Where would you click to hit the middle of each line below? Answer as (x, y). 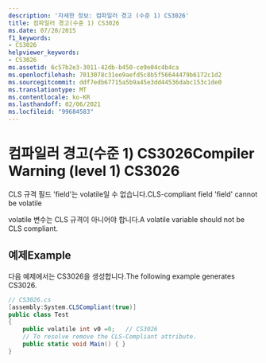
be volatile (25, 203)
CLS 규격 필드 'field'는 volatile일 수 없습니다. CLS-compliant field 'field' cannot (133, 194)
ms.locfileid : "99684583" (51, 112)
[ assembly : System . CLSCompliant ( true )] (72, 307)
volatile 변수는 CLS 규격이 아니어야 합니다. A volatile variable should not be (126, 219)
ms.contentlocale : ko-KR (49, 97)
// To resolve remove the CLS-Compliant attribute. (110, 337)
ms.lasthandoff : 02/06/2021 (55, 104)
